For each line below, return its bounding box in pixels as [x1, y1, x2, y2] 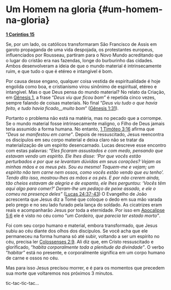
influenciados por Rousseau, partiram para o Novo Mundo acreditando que [6, 52, 163, 58]
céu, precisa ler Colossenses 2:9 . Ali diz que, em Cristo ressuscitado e [6, 239, 154, 245]
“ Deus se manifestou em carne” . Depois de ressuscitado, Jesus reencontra [6, 131, 164, 137]
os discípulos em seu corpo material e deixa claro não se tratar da [6, 137, 145, 143]
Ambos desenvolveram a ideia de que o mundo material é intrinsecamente [6, 63, 162, 69]
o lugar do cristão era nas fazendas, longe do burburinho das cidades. [6, 57, 154, 63]
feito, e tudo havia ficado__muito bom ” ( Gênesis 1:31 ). [6, 105, 119, 111]
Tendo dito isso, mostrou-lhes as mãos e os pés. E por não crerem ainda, [6, 174, 160, 180]
